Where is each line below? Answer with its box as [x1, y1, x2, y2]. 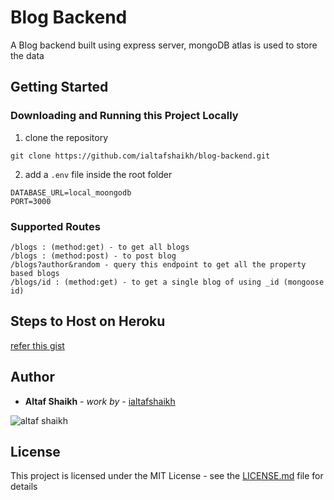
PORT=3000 [10, 196, 52, 206]
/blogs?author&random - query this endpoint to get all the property [10, 259, 307, 270]
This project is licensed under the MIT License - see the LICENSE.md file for [10, 470, 324, 482]
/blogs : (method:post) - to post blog [10, 251, 177, 261]
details [10, 481, 38, 493]
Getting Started [10, 79, 109, 96]
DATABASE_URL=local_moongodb [10, 187, 132, 198]
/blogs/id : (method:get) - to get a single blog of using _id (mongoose [10, 277, 325, 287]
